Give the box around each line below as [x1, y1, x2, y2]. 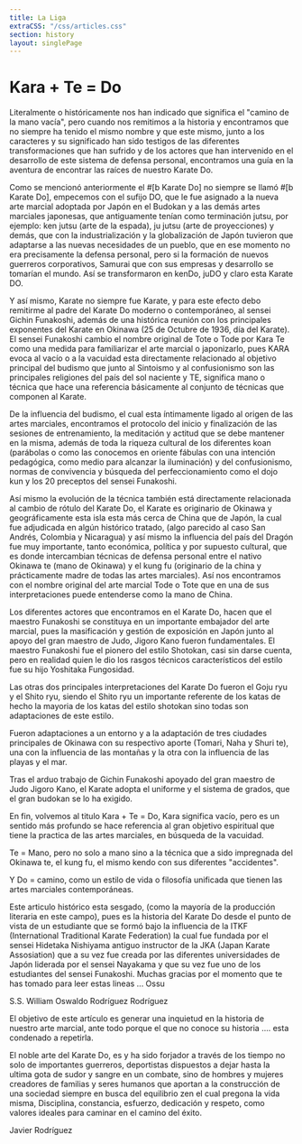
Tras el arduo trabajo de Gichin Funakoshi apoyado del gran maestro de [9, 774, 276, 785]
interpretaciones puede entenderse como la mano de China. [9, 589, 233, 600]
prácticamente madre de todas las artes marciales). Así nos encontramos [9, 570, 281, 581]
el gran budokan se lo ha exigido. [9, 793, 133, 804]
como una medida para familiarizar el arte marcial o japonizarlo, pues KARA [9, 344, 290, 355]
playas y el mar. [9, 757, 68, 768]
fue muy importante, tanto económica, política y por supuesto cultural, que [9, 541, 288, 552]
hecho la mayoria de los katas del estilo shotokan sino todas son [9, 701, 249, 712]
